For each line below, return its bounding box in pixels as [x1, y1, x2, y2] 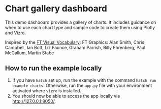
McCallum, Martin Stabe [5, 50, 54, 56]
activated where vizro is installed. [12, 87, 82, 94]
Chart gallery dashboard [5, 3, 107, 14]
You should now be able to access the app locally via [12, 93, 120, 99]
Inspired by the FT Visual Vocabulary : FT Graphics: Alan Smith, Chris [5, 39, 144, 45]
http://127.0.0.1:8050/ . [12, 98, 56, 104]
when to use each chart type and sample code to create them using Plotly [5, 24, 155, 30]
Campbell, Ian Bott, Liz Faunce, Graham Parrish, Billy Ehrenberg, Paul [5, 44, 146, 50]
